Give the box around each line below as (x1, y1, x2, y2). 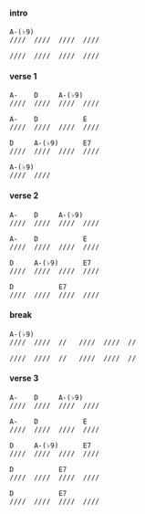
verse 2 (9, 190, 39, 201)
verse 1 (9, 70, 37, 81)
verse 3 (9, 372, 39, 383)
